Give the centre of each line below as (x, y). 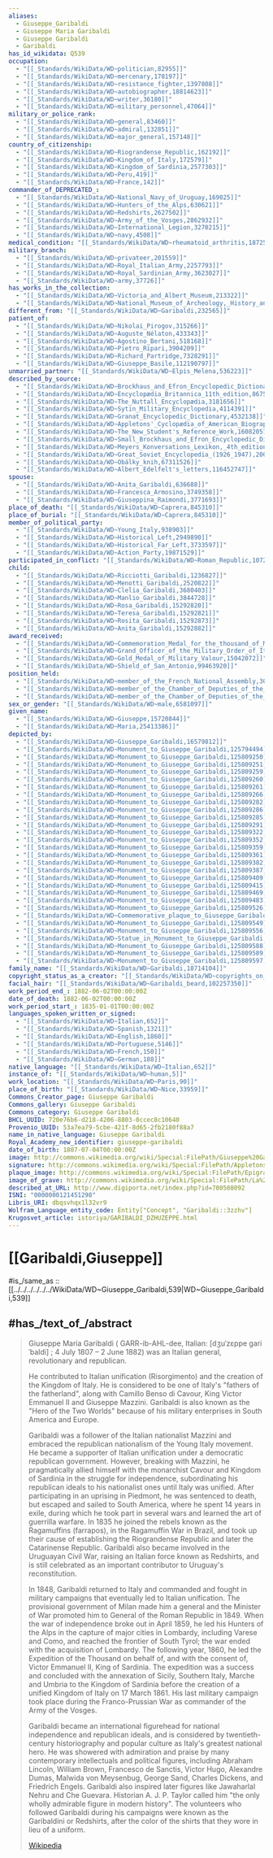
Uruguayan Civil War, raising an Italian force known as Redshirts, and (144, 1556)
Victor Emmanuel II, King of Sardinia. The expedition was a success (141, 1667)
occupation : (28, 62)
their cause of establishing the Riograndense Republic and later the (141, 1538)
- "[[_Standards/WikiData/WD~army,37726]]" (90, 281)
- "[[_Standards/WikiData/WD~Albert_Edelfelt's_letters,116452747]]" (136, 470)
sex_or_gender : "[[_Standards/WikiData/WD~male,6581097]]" (110, 704)
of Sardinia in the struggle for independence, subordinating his (133, 1478)
